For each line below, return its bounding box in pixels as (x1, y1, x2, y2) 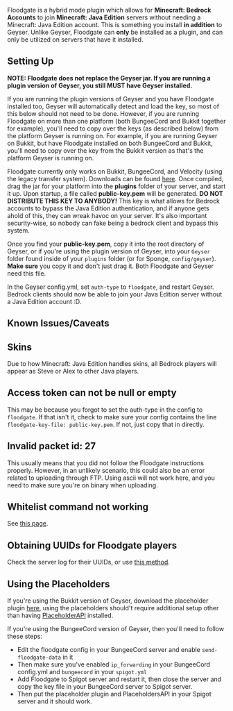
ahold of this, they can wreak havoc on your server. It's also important (7, 211, 207, 219)
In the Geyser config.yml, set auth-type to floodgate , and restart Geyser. (7, 283, 214, 291)
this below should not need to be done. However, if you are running (7, 109, 200, 117)
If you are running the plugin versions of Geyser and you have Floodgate (7, 94, 214, 103)
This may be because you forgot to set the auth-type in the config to (7, 405, 203, 414)
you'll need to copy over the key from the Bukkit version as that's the (7, 146, 204, 155)
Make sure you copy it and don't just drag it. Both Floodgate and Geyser (7, 262, 214, 270)
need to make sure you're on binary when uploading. (7, 480, 158, 489)
